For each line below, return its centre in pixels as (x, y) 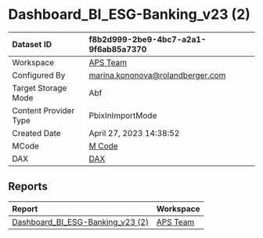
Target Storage (40, 88)
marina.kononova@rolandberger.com (157, 75)
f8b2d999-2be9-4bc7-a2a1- (148, 39)
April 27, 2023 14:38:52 (134, 133)
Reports (28, 187)
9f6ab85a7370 (118, 49)
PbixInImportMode (123, 115)
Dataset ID (32, 44)
